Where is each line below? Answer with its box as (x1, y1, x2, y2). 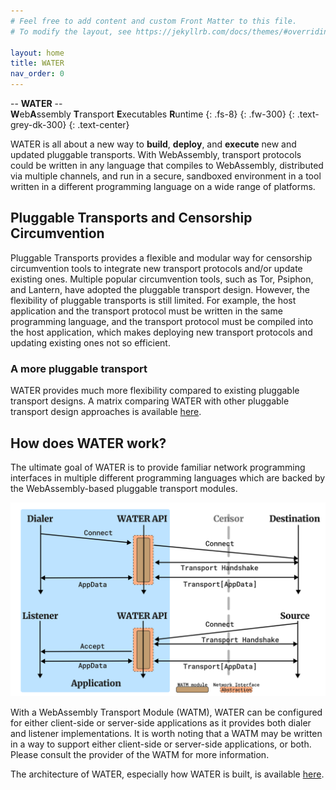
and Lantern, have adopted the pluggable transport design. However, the (10, 283, 310, 295)
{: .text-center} (68, 119, 130, 130)
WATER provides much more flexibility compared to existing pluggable (10, 385, 300, 397)
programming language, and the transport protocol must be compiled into (10, 315, 314, 327)
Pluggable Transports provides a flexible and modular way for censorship (10, 251, 313, 264)
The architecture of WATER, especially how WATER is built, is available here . (10, 768, 325, 780)
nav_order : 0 (10, 69, 65, 79)
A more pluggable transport (10, 361, 148, 375)
